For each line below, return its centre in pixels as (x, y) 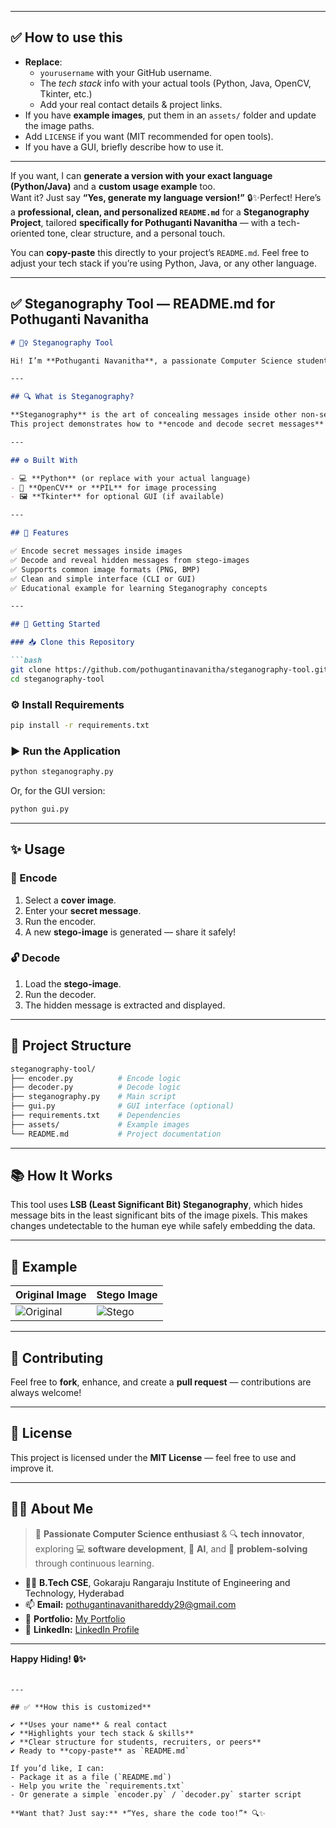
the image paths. (59, 125)
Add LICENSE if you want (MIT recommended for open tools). (149, 136)
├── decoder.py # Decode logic (96, 1087)
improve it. (32, 1468)
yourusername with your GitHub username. (126, 72)
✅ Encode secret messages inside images (96, 551)
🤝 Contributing (57, 1357)
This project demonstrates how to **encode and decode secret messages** (167, 424)
